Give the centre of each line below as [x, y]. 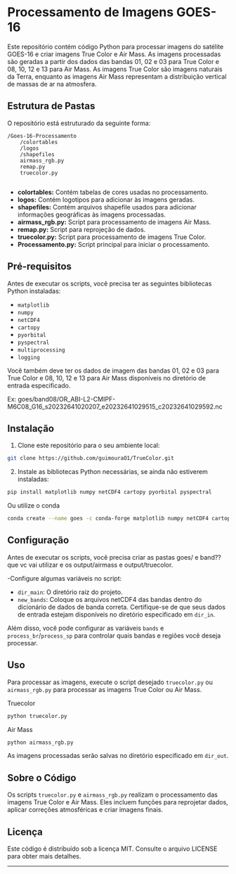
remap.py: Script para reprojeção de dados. [81, 229]
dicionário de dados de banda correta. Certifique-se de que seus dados [122, 607]
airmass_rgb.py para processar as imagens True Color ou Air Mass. [105, 689]
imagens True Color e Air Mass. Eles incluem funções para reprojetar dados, [118, 802]
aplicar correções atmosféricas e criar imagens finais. [85, 810]
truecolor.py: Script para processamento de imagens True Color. [112, 237]
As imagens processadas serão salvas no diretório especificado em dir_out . [118, 756]
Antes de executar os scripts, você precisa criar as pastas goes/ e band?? [114, 557]
